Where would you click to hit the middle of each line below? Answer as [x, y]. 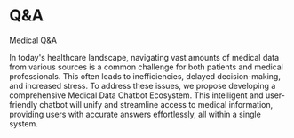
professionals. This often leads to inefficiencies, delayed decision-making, [145, 76]
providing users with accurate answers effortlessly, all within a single [135, 114]
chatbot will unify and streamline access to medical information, [156, 104]
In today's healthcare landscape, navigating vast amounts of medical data [144, 57]
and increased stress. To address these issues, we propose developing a [143, 85]
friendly [24, 104]
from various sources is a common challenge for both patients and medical [147, 67]
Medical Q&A [33, 40]
